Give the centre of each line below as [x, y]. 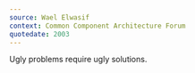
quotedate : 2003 [39, 34]
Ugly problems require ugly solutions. [78, 60]
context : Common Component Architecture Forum [97, 26]
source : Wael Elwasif [50, 17]
